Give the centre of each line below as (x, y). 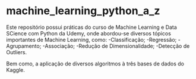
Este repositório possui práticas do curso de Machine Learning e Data (91, 27)
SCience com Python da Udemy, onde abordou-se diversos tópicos (88, 33)
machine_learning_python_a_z (83, 11)
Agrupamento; (24, 46)
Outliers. (17, 52)
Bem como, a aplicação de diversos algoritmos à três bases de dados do (95, 64)
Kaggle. (16, 70)
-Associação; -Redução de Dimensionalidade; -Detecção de (116, 46)
